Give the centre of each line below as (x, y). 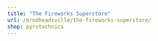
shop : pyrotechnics (36, 26)
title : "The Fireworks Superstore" (59, 14)
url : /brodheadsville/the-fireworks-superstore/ (79, 20)
